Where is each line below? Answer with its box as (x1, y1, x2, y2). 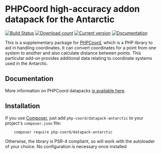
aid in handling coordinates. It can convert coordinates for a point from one (5, 45, 157, 51)
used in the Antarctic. (5, 60, 48, 66)
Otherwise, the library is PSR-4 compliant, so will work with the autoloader (5, 138, 155, 144)
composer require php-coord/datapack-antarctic (14, 129, 113, 134)
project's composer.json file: (5, 120, 61, 126)
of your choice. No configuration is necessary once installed (5, 143, 127, 149)
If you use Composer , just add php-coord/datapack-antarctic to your (5, 115, 143, 121)
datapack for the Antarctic (5, 14, 115, 25)
